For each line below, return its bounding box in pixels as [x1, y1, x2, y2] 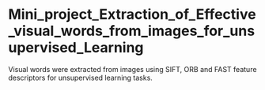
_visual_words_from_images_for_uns [8, 22, 256, 40]
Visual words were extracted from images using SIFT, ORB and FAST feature [8, 64, 257, 74]
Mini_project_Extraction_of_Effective [8, 5, 256, 23]
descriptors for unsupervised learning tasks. [8, 73, 153, 82]
